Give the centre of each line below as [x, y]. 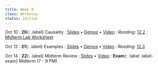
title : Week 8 [19, 9]
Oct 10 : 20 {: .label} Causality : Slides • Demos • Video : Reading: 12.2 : [77, 32]
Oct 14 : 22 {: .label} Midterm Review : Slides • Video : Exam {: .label [72, 56]
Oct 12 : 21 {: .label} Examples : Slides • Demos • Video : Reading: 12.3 [75, 47]
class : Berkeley [21, 14]
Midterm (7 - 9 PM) [38, 61]
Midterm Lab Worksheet [29, 37]
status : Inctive [21, 18]
